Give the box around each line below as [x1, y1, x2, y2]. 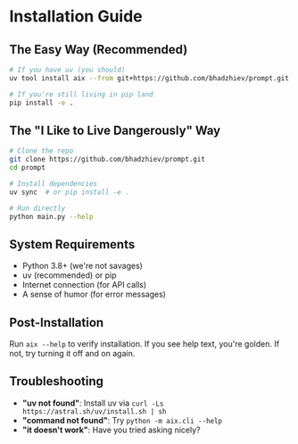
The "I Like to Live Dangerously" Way [9, 122, 221, 138]
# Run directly [9, 204, 66, 213]
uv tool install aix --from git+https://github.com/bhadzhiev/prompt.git [9, 73, 290, 82]
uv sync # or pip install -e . [9, 188, 129, 197]
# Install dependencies [9, 179, 98, 188]
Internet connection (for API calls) [21, 280, 147, 290]
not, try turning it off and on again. [9, 348, 136, 359]
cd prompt [9, 163, 46, 172]
